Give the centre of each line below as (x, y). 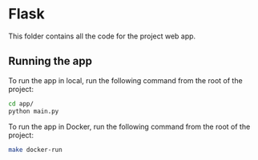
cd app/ (21, 104)
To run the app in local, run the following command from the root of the (125, 80)
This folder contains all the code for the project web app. (102, 36)
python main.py (34, 111)
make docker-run (35, 150)
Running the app (50, 61)
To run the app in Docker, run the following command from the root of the (129, 126)
